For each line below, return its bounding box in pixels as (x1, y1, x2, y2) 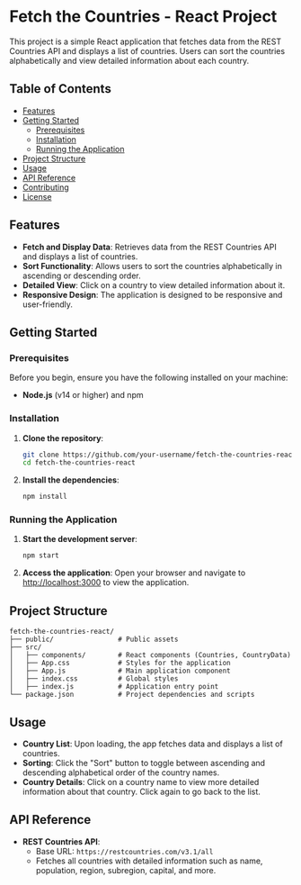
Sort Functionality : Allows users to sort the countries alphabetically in (22, 260, 283, 271)
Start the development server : (22, 534, 137, 545)
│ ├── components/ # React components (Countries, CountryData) (9, 651, 292, 660)
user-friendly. (22, 299, 74, 310)
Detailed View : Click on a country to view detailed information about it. (22, 279, 286, 290)
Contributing (22, 182, 69, 193)
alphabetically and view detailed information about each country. (9, 55, 250, 66)
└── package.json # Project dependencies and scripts (9, 691, 255, 700)
